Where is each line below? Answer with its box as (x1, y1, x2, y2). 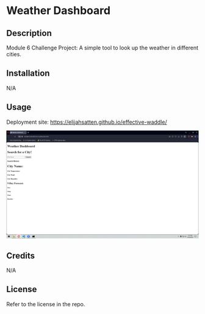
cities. (6, 51, 21, 58)
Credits (6, 251, 35, 261)
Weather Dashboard (6, 4, 111, 18)
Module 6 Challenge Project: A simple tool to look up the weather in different (6, 44, 199, 51)
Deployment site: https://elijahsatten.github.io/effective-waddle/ (6, 118, 168, 126)
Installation (6, 68, 50, 79)
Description (6, 28, 52, 38)
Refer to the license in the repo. (6, 300, 85, 308)
